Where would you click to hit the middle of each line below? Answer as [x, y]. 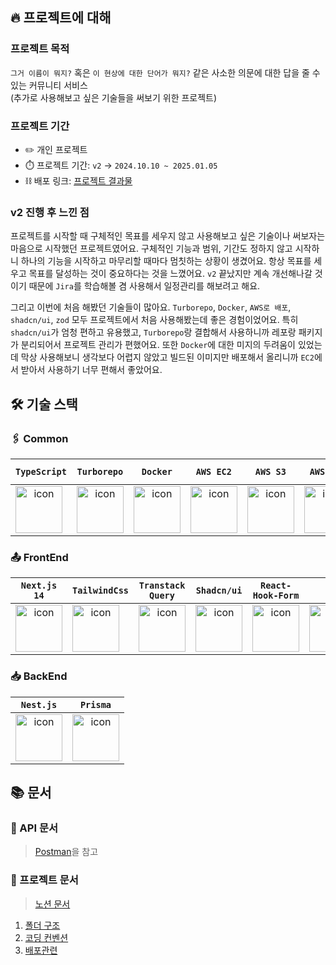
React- [275, 586]
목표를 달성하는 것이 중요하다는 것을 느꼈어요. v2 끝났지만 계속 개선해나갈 [170, 274]
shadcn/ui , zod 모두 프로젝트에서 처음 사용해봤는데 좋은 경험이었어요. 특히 [154, 320]
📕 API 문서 [34, 828]
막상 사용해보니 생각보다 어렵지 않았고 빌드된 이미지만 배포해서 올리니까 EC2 [167, 357]
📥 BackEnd [39, 676]
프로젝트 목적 [40, 49]
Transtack [162, 586]
